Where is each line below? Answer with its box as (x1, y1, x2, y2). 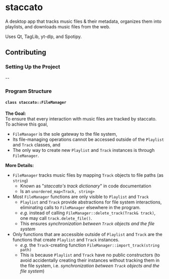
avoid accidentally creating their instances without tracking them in (20, 257, 160, 263)
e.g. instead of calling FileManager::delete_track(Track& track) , (20, 210, 156, 216)
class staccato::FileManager (5, 100, 67, 105)
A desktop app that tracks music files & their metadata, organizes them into (5, 18, 162, 24)
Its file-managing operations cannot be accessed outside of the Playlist (12, 136, 164, 142)
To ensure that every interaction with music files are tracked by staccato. (5, 115, 157, 122)
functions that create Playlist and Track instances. (12, 236, 120, 243)
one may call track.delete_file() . (20, 215, 92, 221)
